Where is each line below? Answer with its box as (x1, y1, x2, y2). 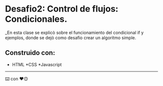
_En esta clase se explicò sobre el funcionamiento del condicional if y (5, 29, 144, 35)
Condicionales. (5, 14, 67, 25)
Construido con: (5, 49, 55, 57)
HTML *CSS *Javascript (12, 61, 62, 67)
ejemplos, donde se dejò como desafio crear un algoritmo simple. (5, 35, 136, 41)
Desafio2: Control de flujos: (5, 3, 119, 14)
